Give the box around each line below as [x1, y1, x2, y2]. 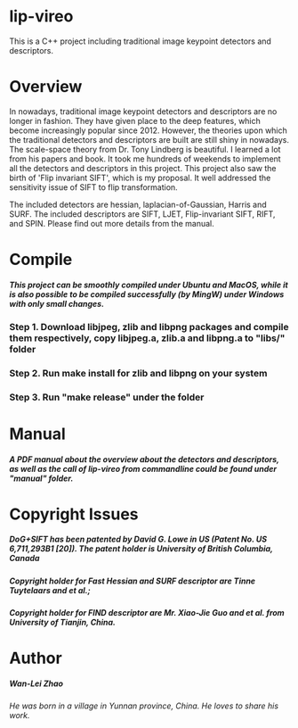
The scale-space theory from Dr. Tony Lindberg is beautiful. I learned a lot [9, 144, 281, 154]
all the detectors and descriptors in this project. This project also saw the [9, 162, 277, 173]
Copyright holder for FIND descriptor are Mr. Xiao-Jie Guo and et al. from [9, 608, 285, 618]
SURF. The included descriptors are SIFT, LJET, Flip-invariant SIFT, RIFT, [9, 208, 276, 219]
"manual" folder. [9, 473, 74, 484]
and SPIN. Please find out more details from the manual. [9, 218, 215, 228]
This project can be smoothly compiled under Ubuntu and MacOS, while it [9, 279, 289, 290]
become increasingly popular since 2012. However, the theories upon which [9, 125, 287, 136]
